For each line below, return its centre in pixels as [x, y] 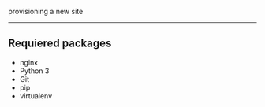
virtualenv [36, 96]
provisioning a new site [46, 11]
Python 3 [34, 71]
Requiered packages [60, 44]
